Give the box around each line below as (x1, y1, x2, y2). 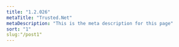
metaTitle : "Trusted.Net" (6, 15, 72, 21)
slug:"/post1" (6, 32, 43, 38)
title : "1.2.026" (6, 9, 51, 15)
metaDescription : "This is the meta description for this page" (6, 20, 174, 26)
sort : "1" (6, 26, 32, 32)
